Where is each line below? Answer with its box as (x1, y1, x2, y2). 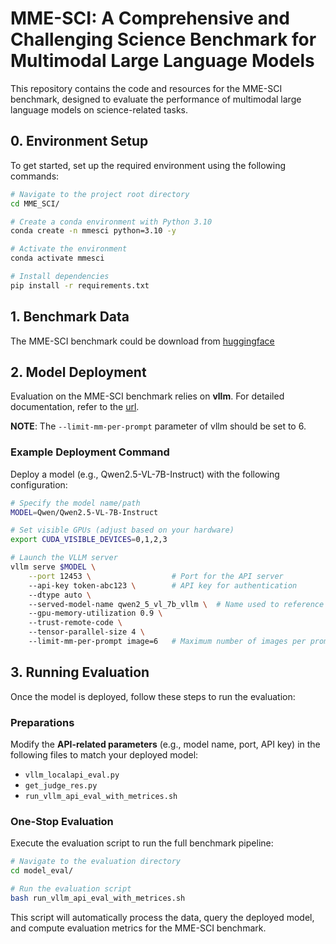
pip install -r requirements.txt (10, 280, 150, 291)
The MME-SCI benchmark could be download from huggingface (10, 335, 275, 347)
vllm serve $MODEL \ (10, 562, 97, 572)
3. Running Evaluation (10, 664, 150, 681)
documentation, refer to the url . (10, 401, 140, 413)
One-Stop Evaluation (10, 814, 114, 828)
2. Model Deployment (10, 363, 147, 381)
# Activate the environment (10, 244, 128, 254)
